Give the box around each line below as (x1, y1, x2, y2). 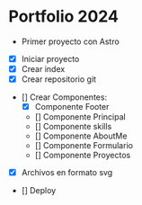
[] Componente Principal (34, 111, 127, 122)
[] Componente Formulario (34, 140, 134, 151)
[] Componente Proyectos (34, 150, 131, 161)
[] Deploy (21, 185, 57, 196)
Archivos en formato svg (21, 167, 113, 178)
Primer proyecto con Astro (21, 36, 120, 47)
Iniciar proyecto (21, 53, 80, 64)
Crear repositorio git (21, 74, 96, 85)
